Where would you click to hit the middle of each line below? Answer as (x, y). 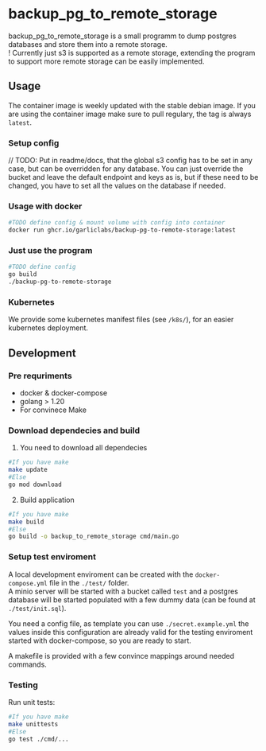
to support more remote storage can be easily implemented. (106, 61)
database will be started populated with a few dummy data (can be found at (132, 599)
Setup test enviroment (52, 557)
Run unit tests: (32, 702)
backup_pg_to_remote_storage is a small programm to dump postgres (122, 36)
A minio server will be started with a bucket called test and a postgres (123, 591)
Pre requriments (40, 375)
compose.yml (28, 583)
